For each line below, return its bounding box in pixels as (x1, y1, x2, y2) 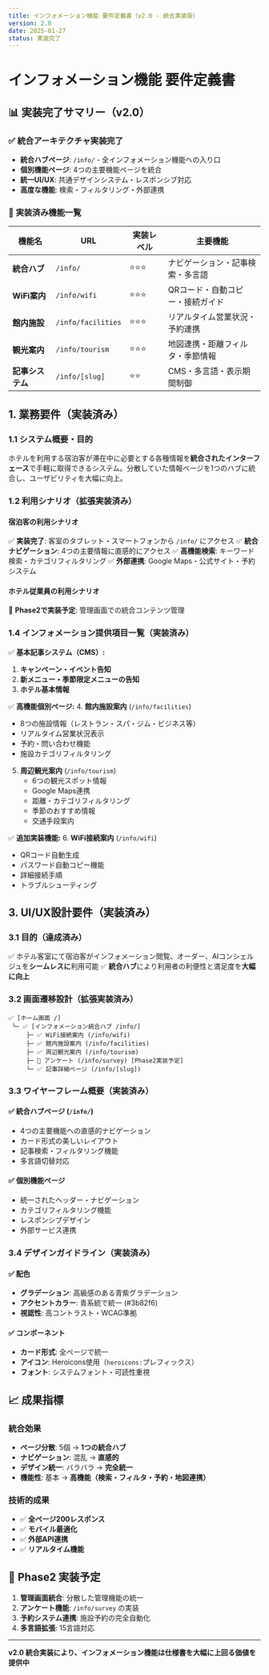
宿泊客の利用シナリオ (8, 517, 78, 526)
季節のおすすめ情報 (31, 806, 96, 815)
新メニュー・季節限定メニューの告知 (19, 674, 140, 684)
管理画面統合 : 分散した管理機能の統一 (19, 1593, 144, 1603)
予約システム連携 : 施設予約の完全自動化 (19, 1613, 151, 1623)
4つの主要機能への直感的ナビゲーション (19, 1125, 151, 1136)
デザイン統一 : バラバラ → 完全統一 (19, 1462, 134, 1473)
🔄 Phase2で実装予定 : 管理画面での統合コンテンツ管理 (8, 605, 186, 615)
